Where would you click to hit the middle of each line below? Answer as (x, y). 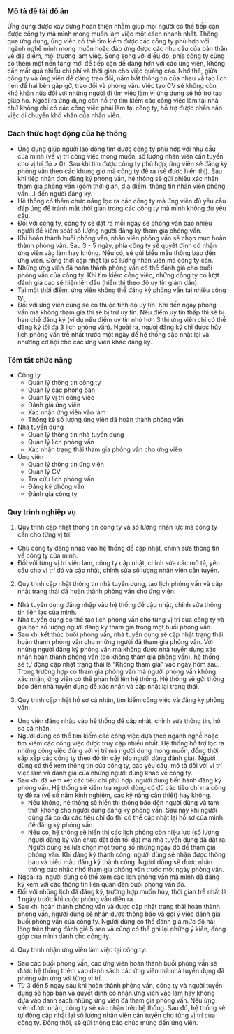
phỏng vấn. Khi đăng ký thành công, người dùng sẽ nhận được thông (126, 854)
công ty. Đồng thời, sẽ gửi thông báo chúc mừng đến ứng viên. (108, 1023)
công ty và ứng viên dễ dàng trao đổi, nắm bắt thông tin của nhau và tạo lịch (117, 78)
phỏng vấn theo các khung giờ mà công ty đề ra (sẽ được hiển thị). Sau (120, 171)
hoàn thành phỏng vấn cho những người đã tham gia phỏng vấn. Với (115, 642)
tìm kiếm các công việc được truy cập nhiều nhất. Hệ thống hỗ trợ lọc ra (121, 743)
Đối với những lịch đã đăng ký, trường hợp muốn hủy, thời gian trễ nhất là (122, 892)
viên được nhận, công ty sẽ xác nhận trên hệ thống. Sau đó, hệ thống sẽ (121, 1008)
